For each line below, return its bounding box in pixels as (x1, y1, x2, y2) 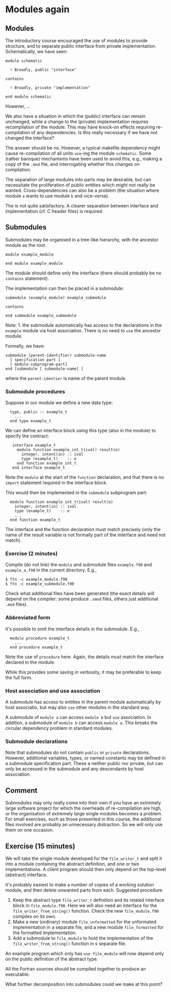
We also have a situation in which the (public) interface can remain (5, 113, 146, 119)
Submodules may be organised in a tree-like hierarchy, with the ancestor (5, 237, 159, 243)
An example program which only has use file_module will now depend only (5, 950, 164, 956)
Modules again (5, 4, 70, 15)
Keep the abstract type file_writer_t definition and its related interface (12, 897, 165, 903)
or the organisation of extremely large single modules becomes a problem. (5, 811, 163, 817)
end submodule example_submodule (5, 313, 77, 318)
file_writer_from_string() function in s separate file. (12, 940, 126, 946)
